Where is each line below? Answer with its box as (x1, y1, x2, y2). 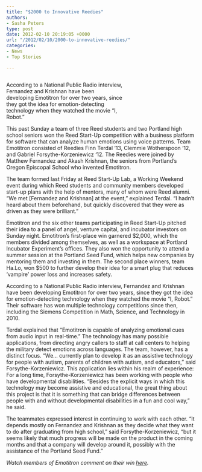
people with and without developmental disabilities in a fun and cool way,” (6, 397, 190, 404)
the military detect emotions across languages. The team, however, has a (6, 346, 188, 353)
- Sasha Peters (6, 20, 45, 26)
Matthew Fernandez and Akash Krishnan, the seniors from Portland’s (6, 157, 177, 164)
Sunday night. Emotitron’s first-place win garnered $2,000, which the (6, 232, 178, 239)
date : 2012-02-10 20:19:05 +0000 (6, 31, 90, 38)
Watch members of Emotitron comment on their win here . (6, 459, 149, 466)
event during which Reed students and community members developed (6, 182, 184, 189)
